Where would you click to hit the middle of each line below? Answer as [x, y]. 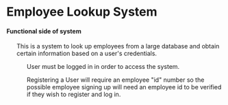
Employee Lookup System [82, 12]
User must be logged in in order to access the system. [103, 67]
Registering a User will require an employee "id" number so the [115, 80]
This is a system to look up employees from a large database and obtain [118, 46]
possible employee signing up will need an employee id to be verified [124, 87]
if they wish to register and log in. [74, 94]
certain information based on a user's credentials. [87, 54]
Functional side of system [44, 31]
